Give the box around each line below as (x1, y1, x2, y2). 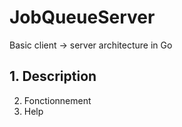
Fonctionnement (23, 94, 92, 106)
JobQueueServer (9, 6, 156, 29)
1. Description (9, 68, 97, 85)
